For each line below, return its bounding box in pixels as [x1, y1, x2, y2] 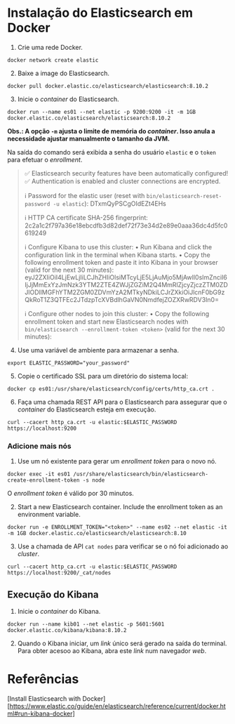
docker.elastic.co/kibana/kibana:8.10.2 [7, 627, 128, 634]
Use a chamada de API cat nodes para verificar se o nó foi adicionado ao [17, 542, 229, 551]
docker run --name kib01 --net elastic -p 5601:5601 [7, 621, 165, 628]
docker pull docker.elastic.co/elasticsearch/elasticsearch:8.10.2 [7, 82, 209, 89]
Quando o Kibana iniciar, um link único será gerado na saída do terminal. [17, 639, 227, 647]
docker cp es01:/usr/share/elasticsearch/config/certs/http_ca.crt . [7, 385, 215, 393]
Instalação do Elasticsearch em [7, 5, 193, 21]
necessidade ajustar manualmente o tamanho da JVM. [7, 134, 170, 143]
